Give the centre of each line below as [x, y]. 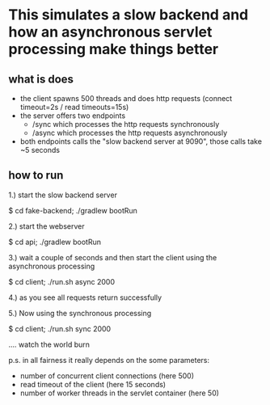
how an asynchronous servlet [110, 32]
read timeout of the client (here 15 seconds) [93, 384]
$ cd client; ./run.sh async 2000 [62, 281]
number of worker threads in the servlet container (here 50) [120, 393]
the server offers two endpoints [73, 116]
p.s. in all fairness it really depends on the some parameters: [109, 360]
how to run [36, 175]
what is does [41, 79]
